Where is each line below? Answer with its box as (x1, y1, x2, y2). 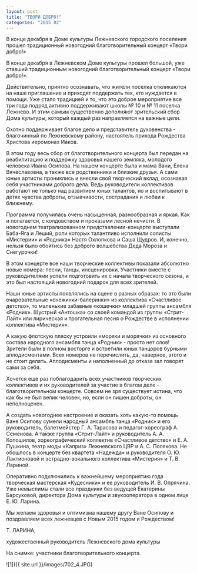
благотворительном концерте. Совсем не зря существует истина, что (6, 388, 182, 395)
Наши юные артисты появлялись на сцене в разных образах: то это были (6, 290, 191, 297)
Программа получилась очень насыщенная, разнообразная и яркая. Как (6, 211, 190, 218)
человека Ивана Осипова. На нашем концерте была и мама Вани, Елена (6, 162, 189, 169)
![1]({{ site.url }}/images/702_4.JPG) (6, 561, 93, 568)
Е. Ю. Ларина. (6, 498, 41, 505)
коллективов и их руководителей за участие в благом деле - (6, 381, 160, 388)
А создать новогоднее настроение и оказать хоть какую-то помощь (6, 412, 178, 419)
